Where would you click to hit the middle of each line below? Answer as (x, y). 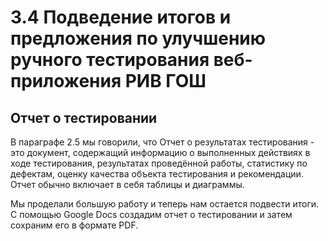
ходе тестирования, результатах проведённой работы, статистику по (159, 163)
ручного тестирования (110, 60)
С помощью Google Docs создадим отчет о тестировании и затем (151, 214)
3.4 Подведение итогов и (121, 17)
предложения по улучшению (138, 38)
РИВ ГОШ (165, 81)
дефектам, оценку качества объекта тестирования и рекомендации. (157, 174)
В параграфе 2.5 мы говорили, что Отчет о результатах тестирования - (162, 142)
